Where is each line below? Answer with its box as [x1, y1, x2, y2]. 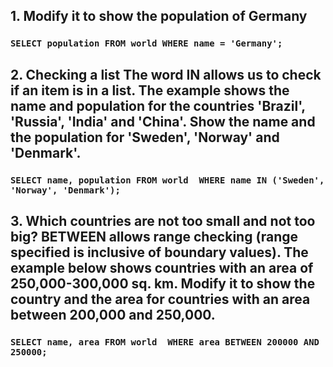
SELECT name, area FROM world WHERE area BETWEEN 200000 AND [10, 336, 320, 348]
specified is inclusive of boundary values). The [10, 244, 309, 261]
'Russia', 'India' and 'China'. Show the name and [10, 113, 316, 130]
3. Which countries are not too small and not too [10, 213, 316, 230]
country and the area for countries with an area [10, 291, 311, 308]
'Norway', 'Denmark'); [10, 184, 121, 196]
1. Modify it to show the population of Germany [10, 8, 308, 25]
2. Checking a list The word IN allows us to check [10, 66, 322, 83]
